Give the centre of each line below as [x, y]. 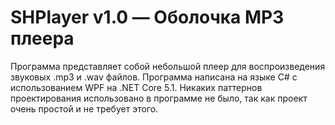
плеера [42, 38]
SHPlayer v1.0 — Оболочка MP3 [147, 17]
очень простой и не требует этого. [84, 108]
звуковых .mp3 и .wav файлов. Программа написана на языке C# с [154, 77]
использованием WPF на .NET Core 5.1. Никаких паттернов [136, 87]
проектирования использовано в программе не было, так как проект [159, 98]
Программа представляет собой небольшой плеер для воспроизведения [168, 66]
